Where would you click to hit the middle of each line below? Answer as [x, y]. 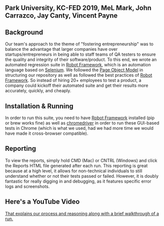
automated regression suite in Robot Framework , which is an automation [78, 65]
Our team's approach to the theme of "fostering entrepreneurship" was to [79, 44]
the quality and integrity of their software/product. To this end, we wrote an [81, 60]
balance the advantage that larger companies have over [61, 49]
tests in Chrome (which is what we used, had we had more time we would [79, 128]
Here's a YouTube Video [42, 202]
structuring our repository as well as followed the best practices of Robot [79, 75]
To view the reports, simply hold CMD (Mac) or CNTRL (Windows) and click [81, 160]
